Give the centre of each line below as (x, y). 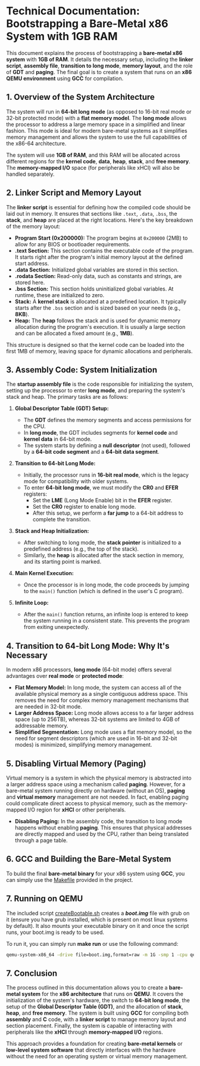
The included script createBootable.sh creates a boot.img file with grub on (98, 913)
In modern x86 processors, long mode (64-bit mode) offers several (89, 670)
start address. (32, 263)
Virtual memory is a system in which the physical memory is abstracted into (99, 778)
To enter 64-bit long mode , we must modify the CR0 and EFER (101, 488)
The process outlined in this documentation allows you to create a (87, 988)
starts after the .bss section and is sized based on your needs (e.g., (98, 308)
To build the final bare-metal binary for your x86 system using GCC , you (96, 873)
